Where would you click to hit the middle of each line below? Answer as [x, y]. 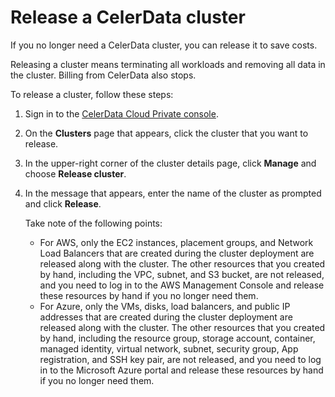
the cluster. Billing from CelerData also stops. [103, 75]
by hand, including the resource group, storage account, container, [177, 338]
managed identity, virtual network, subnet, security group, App [169, 348]
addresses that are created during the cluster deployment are [166, 317]
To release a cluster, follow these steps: [92, 94]
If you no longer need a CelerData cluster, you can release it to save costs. [164, 45]
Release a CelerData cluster [128, 17]
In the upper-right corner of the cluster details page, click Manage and [170, 163]
